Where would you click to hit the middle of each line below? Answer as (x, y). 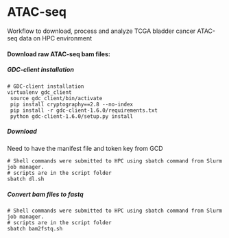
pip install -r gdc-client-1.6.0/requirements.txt (84, 110)
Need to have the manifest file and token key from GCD (85, 149)
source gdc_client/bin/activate (56, 98)
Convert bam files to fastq (45, 194)
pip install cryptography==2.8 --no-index (72, 104)
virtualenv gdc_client (39, 92)
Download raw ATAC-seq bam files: (59, 54)
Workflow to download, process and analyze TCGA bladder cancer (101, 31)
